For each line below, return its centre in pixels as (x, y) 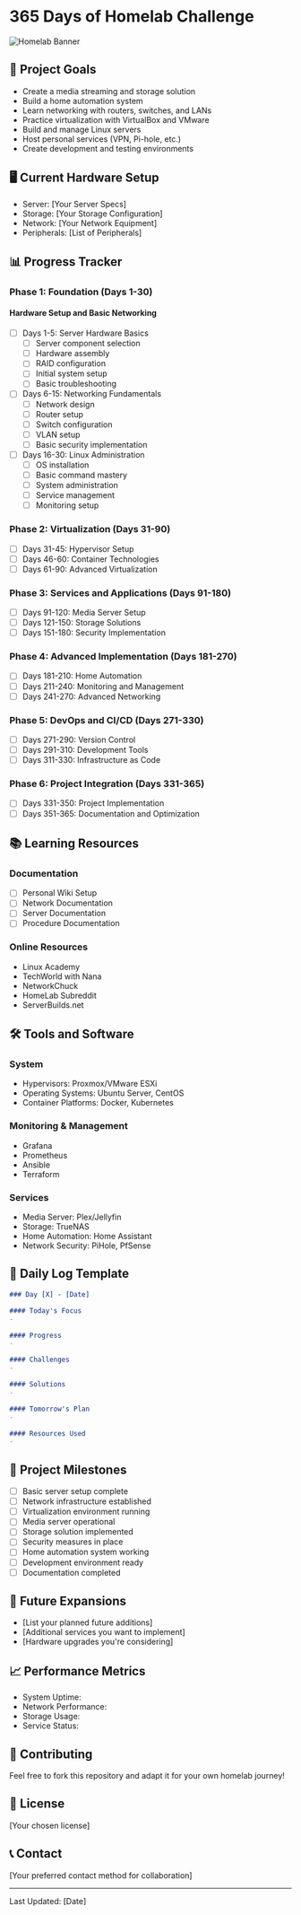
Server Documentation (64, 914)
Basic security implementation (91, 444)
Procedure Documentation (71, 923)
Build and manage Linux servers (82, 129)
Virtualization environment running (86, 1512)
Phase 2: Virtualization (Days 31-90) (90, 529)
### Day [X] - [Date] (50, 1294)
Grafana (37, 1145)
